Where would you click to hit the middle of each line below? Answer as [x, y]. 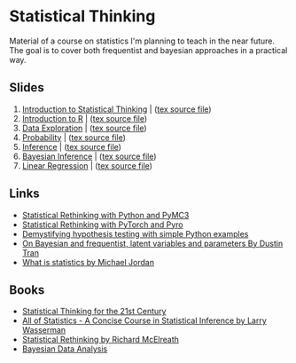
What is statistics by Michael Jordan [88, 262]
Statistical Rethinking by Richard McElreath [100, 340]
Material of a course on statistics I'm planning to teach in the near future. [142, 41]
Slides [27, 87]
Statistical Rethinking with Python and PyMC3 [105, 215]
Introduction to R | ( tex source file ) [85, 118]
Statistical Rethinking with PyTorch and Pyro [102, 225]
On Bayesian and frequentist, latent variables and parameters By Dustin [152, 243]
